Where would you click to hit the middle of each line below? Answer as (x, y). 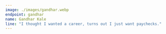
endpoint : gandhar (25, 14)
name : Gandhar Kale (26, 19)
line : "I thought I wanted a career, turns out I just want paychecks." (84, 24)
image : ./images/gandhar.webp (37, 10)
